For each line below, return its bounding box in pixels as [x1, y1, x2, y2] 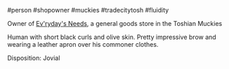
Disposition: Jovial [7, 54, 60, 62]
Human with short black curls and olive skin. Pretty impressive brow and [7, 33, 216, 41]
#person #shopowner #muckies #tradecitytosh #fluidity [7, 6, 169, 14]
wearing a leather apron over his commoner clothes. [7, 40, 159, 48]
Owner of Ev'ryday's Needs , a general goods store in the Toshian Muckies [7, 20, 223, 27]
